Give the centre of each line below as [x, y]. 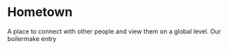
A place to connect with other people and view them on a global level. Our [114, 31]
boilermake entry [32, 38]
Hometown [40, 12]
